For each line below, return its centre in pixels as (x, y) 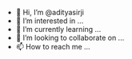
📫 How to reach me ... (53, 47)
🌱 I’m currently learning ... (58, 29)
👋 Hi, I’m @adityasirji (50, 12)
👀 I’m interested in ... (50, 21)
